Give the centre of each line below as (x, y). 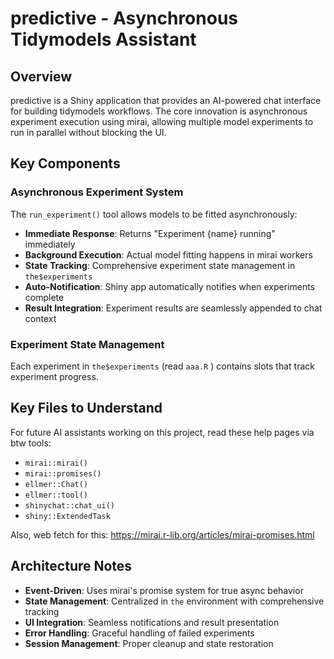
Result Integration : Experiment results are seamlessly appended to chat (173, 308)
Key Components (65, 163)
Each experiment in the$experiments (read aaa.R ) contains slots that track (163, 366)
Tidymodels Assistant (103, 39)
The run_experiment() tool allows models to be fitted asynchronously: (154, 214)
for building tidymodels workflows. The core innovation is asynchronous (159, 111)
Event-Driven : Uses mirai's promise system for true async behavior (164, 590)
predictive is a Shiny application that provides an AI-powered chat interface (166, 100)
